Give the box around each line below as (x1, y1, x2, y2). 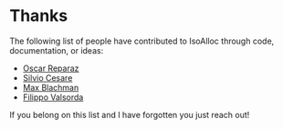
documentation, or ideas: (9, 45, 104, 55)
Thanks (9, 5, 68, 26)
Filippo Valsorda (22, 92, 84, 103)
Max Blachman (22, 82, 79, 93)
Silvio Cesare (22, 72, 73, 83)
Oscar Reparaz (22, 63, 79, 74)
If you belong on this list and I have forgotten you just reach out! (9, 109, 250, 120)
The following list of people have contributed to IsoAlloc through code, (9, 35, 275, 46)
